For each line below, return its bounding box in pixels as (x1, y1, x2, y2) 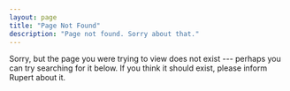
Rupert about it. (9, 72, 66, 83)
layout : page (9, 12, 57, 22)
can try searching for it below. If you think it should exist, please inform (9, 63, 268, 73)
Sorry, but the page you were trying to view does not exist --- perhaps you (9, 54, 281, 64)
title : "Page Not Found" (9, 21, 101, 30)
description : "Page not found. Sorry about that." (9, 29, 200, 38)
